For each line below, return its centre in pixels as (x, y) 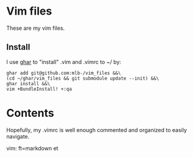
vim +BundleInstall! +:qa (39, 89)
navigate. (18, 136)
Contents (30, 113)
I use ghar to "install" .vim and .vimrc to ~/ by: (64, 61)
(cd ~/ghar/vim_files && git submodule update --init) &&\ (83, 78)
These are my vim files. (36, 28)
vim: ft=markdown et (33, 148)
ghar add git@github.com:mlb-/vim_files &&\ (64, 73)
